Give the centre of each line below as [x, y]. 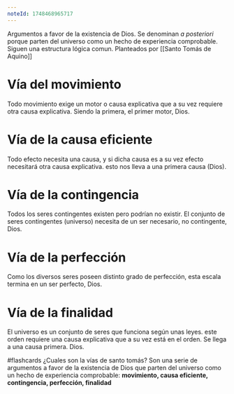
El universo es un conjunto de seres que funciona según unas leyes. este [112, 332]
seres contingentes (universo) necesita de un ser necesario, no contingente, [117, 222]
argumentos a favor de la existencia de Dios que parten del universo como [114, 368]
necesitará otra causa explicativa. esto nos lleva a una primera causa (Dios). [117, 166]
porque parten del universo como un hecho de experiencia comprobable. [112, 41]
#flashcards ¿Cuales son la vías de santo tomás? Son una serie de [102, 360]
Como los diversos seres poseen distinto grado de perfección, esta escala [114, 277]
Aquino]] [20, 56]
